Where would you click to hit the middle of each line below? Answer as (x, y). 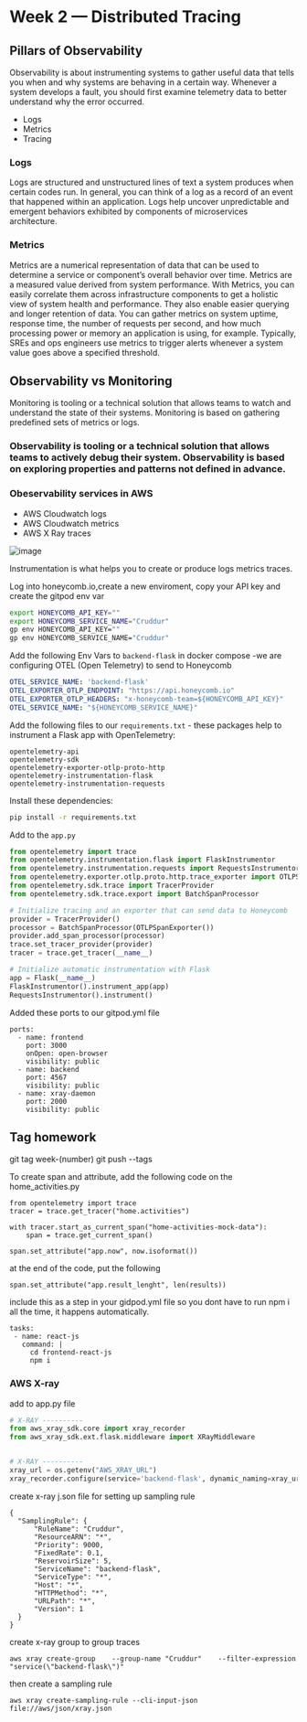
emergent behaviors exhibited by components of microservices (129, 211)
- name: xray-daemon (57, 1093)
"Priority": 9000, (69, 1545)
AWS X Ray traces (57, 533)
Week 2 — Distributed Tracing (126, 17)
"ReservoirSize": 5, (73, 1561)
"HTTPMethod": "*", (70, 1593)
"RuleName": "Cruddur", (79, 1529)
